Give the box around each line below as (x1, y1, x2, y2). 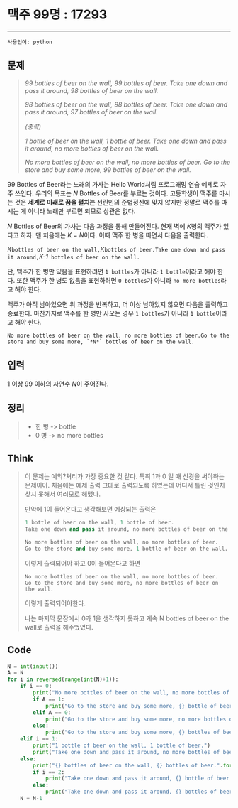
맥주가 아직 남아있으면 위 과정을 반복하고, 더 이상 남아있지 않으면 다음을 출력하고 (7, 300, 229, 308)
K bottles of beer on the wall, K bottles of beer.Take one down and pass (7, 244, 225, 253)
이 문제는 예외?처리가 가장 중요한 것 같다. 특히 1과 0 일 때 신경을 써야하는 (24, 472, 225, 480)
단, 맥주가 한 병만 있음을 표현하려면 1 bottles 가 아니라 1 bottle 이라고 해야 (7, 267, 216, 276)
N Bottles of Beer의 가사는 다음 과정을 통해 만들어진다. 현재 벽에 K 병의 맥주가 (7, 222, 222, 230)
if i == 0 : (20, 683, 52, 690)
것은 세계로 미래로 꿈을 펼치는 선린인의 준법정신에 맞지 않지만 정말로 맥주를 (14, 198, 220, 206)
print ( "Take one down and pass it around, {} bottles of (45, 788, 217, 796)
